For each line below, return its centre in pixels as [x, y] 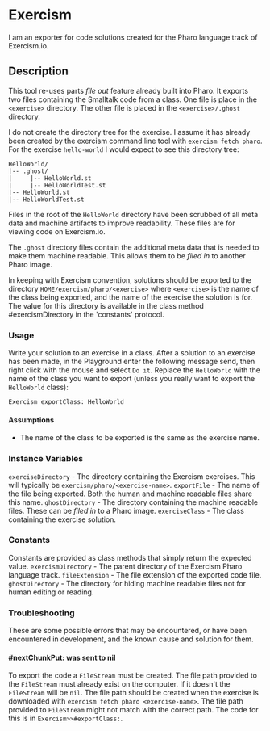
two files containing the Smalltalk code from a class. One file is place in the [133, 99]
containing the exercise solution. [62, 519]
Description [38, 71]
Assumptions [31, 420]
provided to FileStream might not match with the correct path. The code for [134, 710]
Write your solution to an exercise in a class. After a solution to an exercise [132, 353]
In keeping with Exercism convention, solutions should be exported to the [130, 279]
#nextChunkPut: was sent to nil [62, 657]
